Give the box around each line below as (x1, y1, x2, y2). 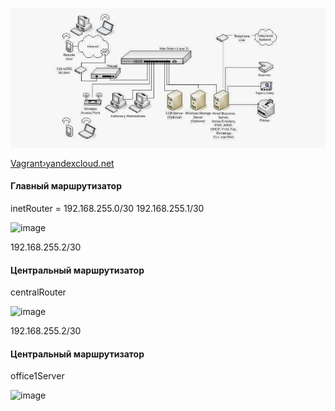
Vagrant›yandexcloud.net (10, 157, 115, 169)
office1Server (10, 370, 65, 382)
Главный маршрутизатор (10, 180, 123, 192)
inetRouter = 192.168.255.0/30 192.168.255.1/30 (10, 202, 205, 214)
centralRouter (10, 286, 67, 298)
